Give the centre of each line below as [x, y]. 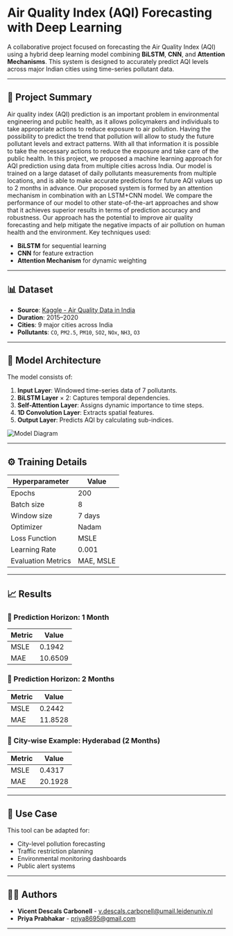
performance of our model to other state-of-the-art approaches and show [113, 202]
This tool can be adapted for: [49, 830]
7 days [89, 516]
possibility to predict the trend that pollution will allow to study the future [111, 136]
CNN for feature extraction [55, 253]
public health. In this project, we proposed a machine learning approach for [115, 158]
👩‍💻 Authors [32, 894]
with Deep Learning [65, 27]
